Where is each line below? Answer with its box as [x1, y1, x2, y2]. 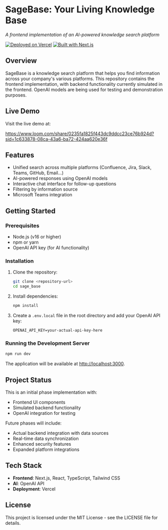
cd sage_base [12, 284, 41, 289]
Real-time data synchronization [12, 435, 79, 442]
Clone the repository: [12, 269, 58, 276]
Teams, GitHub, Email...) [12, 170, 64, 176]
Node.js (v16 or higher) [12, 234, 61, 240]
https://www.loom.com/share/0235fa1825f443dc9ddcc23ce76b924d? [5, 130, 155, 137]
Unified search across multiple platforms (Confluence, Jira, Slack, [12, 165, 152, 171]
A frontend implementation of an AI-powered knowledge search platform [5, 31, 160, 38]
